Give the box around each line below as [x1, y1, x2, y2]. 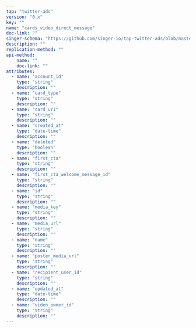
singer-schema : [6, 36, 43, 42]
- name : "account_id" [11, 74, 64, 80]
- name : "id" [11, 188, 43, 194]
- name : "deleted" [11, 139, 57, 145]
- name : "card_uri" [11, 106, 59, 112]
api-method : [6, 52, 35, 58]
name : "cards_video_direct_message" [6, 25, 95, 31]
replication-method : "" [6, 47, 64, 53]
